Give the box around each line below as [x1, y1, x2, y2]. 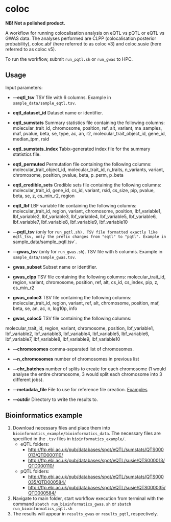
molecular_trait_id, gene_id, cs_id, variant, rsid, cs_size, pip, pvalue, [12, 187, 155, 193]
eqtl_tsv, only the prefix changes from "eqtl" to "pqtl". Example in [12, 234, 166, 239]
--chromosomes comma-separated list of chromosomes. [12, 346, 134, 352]
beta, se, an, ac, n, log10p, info [12, 305, 78, 312]
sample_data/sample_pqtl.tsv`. [12, 239, 77, 245]
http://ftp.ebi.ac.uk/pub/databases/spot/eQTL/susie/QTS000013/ [28, 457, 165, 463]
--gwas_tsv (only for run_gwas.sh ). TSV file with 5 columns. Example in [12, 248, 162, 254]
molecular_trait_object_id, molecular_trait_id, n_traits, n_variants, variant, [12, 167, 164, 173]
